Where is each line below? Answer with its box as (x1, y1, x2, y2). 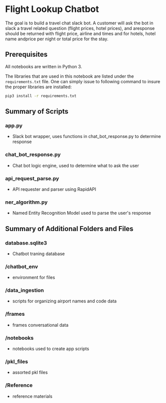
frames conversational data (12, 322, 69, 328)
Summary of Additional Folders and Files (5, 224, 134, 233)
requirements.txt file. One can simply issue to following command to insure (5, 78, 161, 84)
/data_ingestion (5, 287, 44, 294)
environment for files (12, 274, 56, 280)
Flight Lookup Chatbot (5, 3, 99, 15)
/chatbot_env (5, 263, 38, 270)
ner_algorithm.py (5, 198, 48, 205)
